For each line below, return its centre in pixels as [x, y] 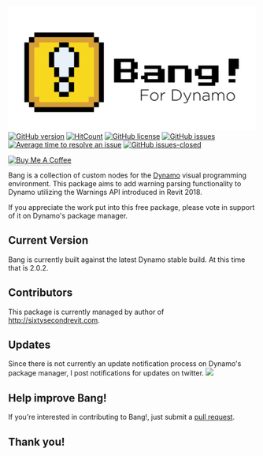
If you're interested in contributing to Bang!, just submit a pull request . [121, 417]
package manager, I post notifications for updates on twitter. [106, 373]
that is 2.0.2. [28, 267]
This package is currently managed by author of [86, 312]
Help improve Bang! [57, 398]
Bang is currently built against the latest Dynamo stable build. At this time [127, 260]
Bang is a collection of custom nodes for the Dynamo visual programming [127, 175]
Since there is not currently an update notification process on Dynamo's [125, 364]
